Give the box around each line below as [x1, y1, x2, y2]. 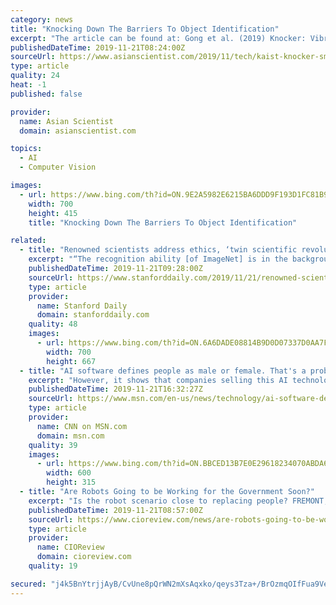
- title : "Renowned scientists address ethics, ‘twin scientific [19, 245, 298, 255]
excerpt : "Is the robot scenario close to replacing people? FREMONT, [28, 496, 329, 506]
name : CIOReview [36, 542, 105, 553]
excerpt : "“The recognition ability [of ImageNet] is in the [28, 254, 288, 265]
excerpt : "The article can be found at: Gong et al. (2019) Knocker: [10, 33, 307, 43]
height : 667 [46, 356, 97, 366]
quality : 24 [10, 71, 60, 81]
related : [10, 236, 47, 246]
